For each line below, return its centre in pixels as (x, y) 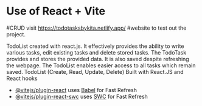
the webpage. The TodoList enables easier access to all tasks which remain (101, 65)
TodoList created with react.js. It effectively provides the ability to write (95, 46)
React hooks (22, 78)
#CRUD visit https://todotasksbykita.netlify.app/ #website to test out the (96, 28)
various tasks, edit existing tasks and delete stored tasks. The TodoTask (96, 52)
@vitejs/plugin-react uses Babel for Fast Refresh (76, 90)
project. (16, 34)
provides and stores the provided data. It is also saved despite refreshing (98, 59)
